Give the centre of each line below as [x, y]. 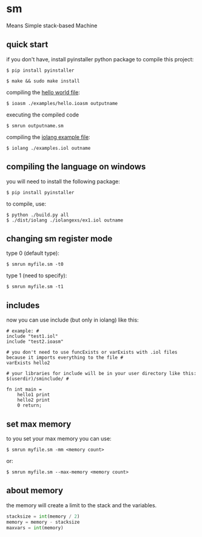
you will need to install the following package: [63, 181]
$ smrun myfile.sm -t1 [35, 287]
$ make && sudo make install [43, 81]
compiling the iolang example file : [48, 137]
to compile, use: [26, 204]
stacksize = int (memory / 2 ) [43, 516]
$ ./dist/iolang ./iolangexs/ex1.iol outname [65, 220]
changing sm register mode [59, 238]
